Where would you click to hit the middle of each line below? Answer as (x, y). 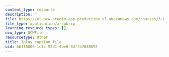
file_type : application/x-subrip (40, 24)
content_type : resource (30, 10)
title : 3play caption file (33, 42)
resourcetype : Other (27, 38)
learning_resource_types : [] (36, 28)
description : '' (22, 14)
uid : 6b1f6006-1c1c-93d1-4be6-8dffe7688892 (52, 47)
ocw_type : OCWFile (24, 33)
